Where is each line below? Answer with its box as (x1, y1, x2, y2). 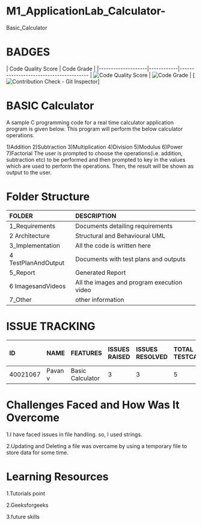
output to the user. (6, 168, 52, 176)
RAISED (108, 352, 130, 361)
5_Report (9, 268, 35, 277)
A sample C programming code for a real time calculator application (6, 118, 174, 126)
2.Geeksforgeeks (6, 501, 49, 509)
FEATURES (70, 349, 102, 357)
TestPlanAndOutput (9, 259, 65, 267)
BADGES (6, 45, 50, 59)
